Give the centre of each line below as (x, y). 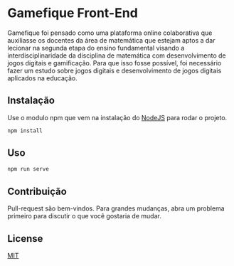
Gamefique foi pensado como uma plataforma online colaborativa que (110, 33)
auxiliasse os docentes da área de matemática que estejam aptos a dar (111, 40)
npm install (25, 131)
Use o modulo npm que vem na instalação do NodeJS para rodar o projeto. (117, 117)
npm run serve (28, 169)
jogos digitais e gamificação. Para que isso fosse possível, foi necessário (115, 63)
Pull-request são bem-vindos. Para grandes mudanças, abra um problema (116, 208)
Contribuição (37, 191)
